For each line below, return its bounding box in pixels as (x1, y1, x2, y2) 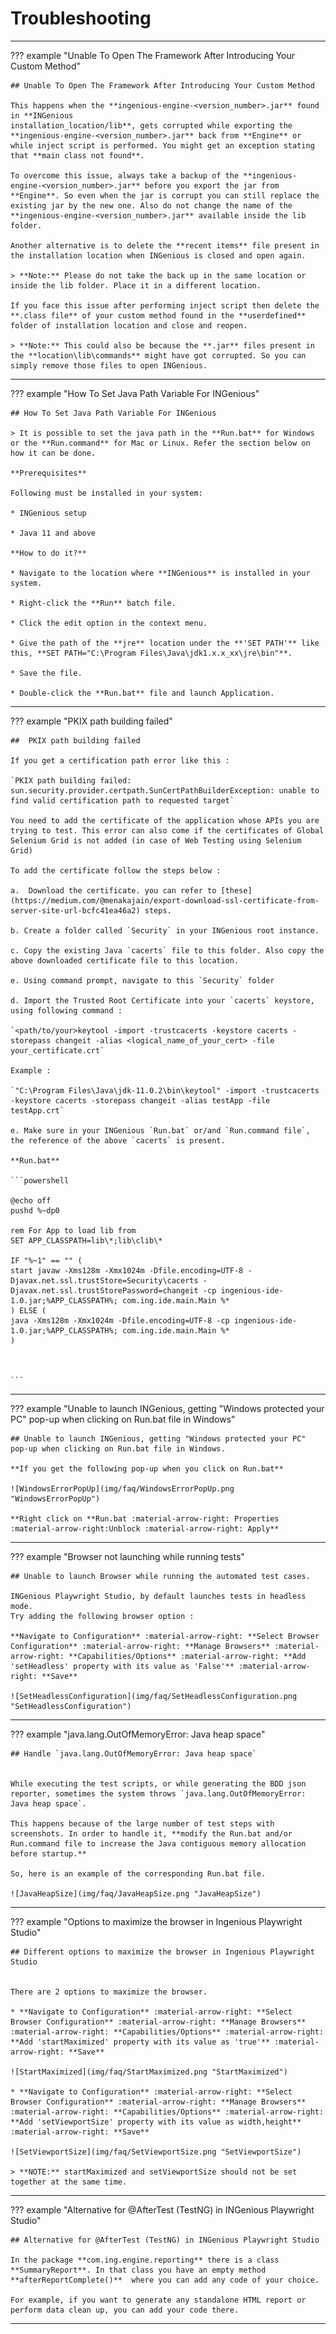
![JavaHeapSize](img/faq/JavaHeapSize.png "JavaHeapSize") (10, 1888, 262, 1899)
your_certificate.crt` (10, 1045, 105, 1056)
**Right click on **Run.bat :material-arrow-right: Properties (10, 1513, 280, 1524)
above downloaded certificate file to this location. (10, 955, 240, 966)
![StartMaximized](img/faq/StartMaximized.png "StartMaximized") (10, 2067, 288, 2077)
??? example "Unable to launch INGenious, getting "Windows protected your (10, 1402, 325, 1414)
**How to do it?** (10, 548, 87, 558)
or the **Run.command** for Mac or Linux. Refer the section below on (10, 438, 311, 448)
